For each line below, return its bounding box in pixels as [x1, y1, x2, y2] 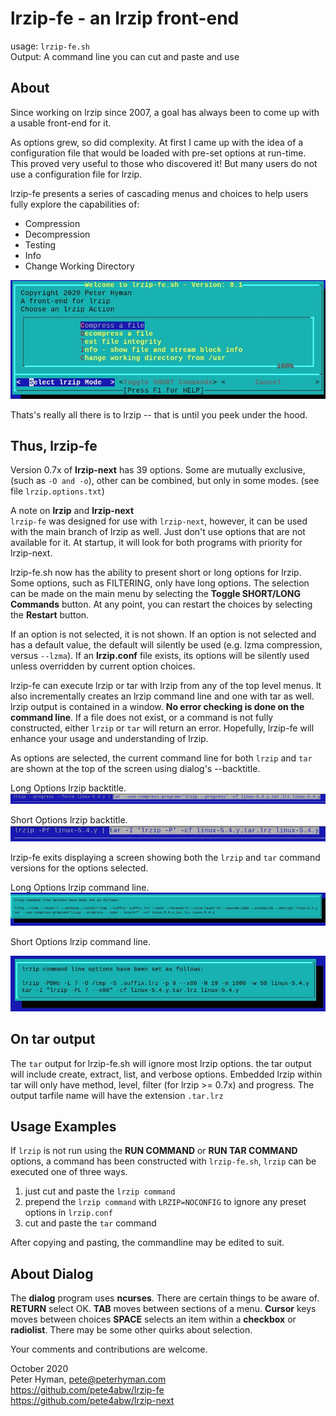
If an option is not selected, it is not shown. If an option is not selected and [10, 628, 317, 641]
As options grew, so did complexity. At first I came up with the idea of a [10, 136, 304, 148]
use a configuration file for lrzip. [10, 168, 143, 180]
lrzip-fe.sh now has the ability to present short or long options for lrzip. [10, 567, 302, 579]
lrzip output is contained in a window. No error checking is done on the [10, 701, 305, 713]
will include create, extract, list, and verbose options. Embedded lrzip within [10, 1068, 323, 1080]
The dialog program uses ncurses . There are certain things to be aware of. [10, 1292, 320, 1304]
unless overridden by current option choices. [10, 660, 196, 672]
